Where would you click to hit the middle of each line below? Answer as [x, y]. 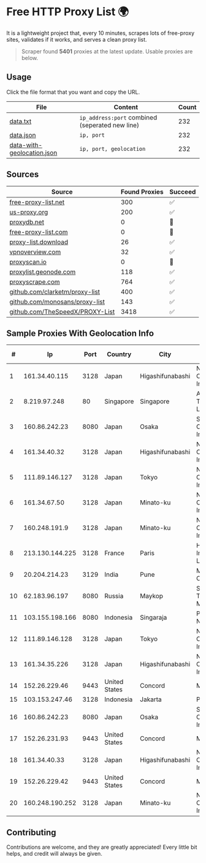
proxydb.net [27, 222]
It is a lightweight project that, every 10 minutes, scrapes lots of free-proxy [101, 33]
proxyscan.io [28, 262]
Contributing [31, 832]
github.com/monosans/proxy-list [57, 302]
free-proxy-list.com [39, 232]
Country [119, 354]
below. [30, 58]
